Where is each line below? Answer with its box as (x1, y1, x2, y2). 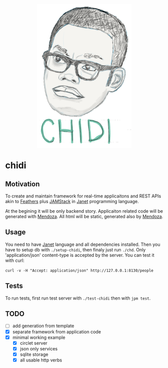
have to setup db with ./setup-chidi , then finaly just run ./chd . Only (5, 246, 146, 252)
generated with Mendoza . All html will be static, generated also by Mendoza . (5, 214, 163, 219)
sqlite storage (20, 351, 49, 357)
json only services (20, 345, 58, 351)
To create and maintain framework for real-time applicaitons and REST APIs (5, 193, 161, 199)
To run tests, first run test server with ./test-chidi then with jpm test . (5, 295, 151, 301)
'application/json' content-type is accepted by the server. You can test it (5, 252, 154, 258)
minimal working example (12, 334, 66, 340)
